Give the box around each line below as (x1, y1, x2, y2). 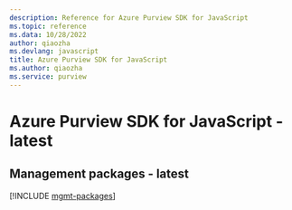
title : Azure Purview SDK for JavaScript (9, 55, 168, 64)
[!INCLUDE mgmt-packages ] (9, 190, 116, 201)
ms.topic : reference (9, 22, 88, 31)
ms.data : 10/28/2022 (9, 30, 88, 39)
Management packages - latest (9, 167, 190, 182)
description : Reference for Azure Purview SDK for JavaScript (9, 13, 249, 23)
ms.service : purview (9, 72, 88, 81)
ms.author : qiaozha (9, 64, 83, 73)
